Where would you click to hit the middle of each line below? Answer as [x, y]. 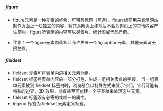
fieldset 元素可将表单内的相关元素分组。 [53, 73]
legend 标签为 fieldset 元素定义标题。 [50, 103]
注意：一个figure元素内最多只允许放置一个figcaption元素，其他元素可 [82, 42]
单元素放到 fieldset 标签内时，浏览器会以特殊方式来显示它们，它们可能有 [85, 85]
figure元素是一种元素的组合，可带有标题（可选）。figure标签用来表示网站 [85, 20]
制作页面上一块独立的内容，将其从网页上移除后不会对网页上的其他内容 [83, 26]
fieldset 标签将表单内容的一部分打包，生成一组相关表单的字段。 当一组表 [85, 79]
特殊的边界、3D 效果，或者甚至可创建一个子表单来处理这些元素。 [78, 91]
